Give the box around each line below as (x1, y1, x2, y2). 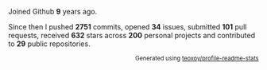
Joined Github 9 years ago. (8, 7, 98, 16)
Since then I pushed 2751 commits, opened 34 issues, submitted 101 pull (8, 22, 247, 31)
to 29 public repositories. (8, 39, 91, 49)
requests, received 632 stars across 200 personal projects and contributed (8, 31, 256, 40)
